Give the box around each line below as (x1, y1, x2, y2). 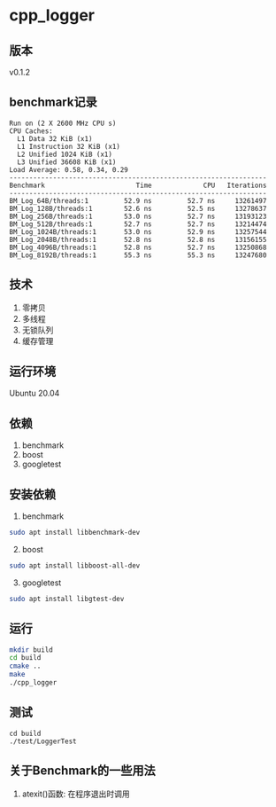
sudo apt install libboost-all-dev (9, 560, 141, 570)
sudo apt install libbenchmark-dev (9, 529, 141, 537)
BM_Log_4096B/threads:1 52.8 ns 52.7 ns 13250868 (9, 243, 267, 252)
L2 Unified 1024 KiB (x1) (17, 150, 113, 159)
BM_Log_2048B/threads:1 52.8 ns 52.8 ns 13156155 (9, 235, 267, 244)
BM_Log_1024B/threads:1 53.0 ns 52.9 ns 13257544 (9, 227, 267, 236)
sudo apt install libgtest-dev (9, 594, 125, 603)
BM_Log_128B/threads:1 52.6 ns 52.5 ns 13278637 (9, 204, 267, 213)
